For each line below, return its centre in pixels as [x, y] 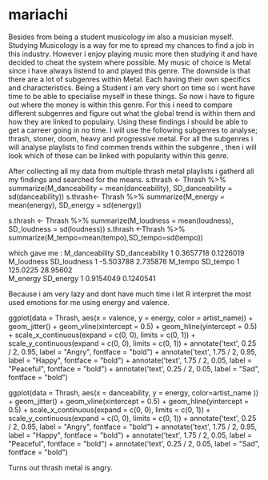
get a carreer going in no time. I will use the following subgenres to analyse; [133, 130]
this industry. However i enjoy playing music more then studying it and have [133, 54]
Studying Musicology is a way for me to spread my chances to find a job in [131, 45]
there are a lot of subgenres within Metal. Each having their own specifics [129, 79]
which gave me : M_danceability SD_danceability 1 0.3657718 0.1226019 [126, 252]
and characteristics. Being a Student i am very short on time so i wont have [132, 87]
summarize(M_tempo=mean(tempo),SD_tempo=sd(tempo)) [106, 237]
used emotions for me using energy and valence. [89, 302]
